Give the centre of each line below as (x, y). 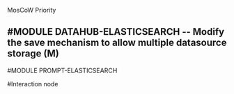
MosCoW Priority (32, 10)
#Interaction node (33, 84)
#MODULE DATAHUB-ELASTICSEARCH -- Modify (116, 32)
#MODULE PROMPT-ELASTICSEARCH (62, 70)
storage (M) (33, 54)
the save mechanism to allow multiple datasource (117, 43)
